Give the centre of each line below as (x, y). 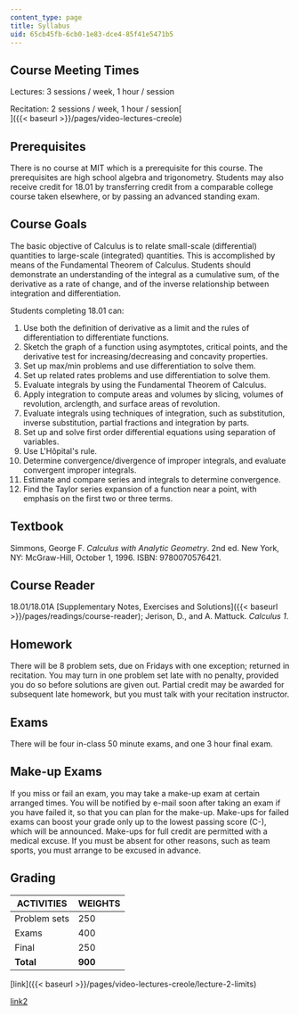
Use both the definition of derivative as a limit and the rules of (136, 327)
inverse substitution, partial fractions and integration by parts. (136, 422)
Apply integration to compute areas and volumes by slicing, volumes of (153, 394)
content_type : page (46, 17)
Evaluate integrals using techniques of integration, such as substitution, (154, 413)
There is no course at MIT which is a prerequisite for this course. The (137, 168)
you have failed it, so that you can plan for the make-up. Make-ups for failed (150, 812)
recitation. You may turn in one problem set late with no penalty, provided (145, 675)
